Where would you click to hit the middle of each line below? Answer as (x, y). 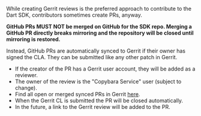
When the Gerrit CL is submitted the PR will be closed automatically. (99, 100)
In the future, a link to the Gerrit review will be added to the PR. (92, 107)
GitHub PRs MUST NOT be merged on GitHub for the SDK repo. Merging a (99, 27)
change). (26, 88)
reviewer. (26, 75)
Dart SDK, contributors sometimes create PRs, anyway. (74, 15)
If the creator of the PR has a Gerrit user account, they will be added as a (105, 69)
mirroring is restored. (34, 39)
